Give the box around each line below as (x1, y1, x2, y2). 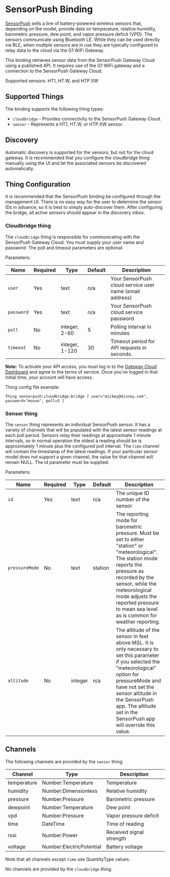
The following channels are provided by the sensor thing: (5, 758, 124, 764)
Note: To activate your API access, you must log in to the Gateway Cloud (5, 363, 157, 370)
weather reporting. (115, 618, 160, 625)
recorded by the (115, 574, 154, 581)
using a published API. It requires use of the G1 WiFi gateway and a (5, 62, 145, 68)
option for (115, 671, 139, 678)
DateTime (42, 820, 65, 827)
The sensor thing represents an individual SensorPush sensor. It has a (5, 421, 151, 427)
